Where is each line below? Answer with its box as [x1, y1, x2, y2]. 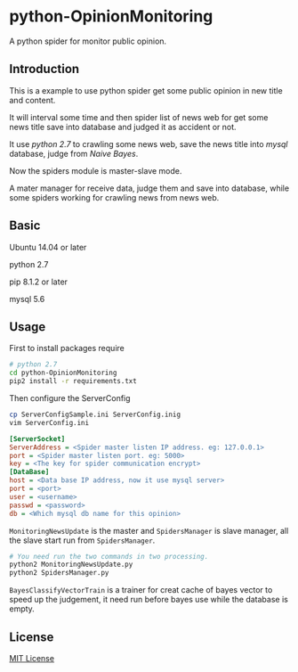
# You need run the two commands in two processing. [9, 552, 209, 561]
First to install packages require [9, 343, 125, 354]
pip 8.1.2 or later [9, 276, 68, 287]
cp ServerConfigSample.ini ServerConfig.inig [9, 410, 181, 419]
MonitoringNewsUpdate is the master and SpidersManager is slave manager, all [9, 525, 289, 536]
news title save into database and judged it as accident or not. [9, 121, 238, 132]
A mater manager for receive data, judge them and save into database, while [9, 183, 290, 193]
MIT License [9, 652, 55, 663]
